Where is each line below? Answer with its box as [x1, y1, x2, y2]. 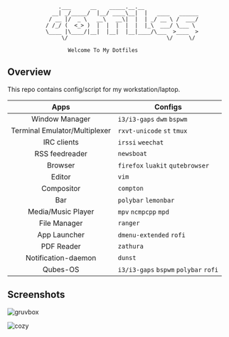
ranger [117, 219, 140, 227]
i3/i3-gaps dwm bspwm [117, 115, 188, 123]
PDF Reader [41, 241, 81, 251]
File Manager [38, 218, 83, 228]
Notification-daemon [26, 253, 97, 263]
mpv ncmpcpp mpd [117, 207, 169, 216]
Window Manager [31, 114, 91, 124]
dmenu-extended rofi [117, 231, 186, 239]
